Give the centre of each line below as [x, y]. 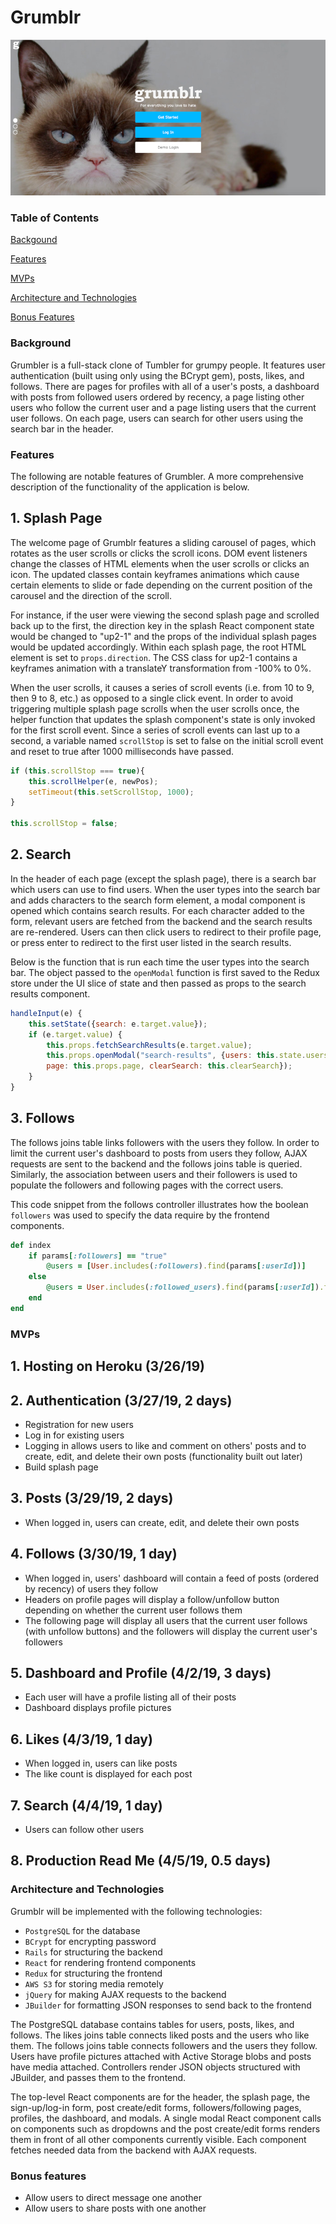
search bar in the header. [62, 428]
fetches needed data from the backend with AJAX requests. [134, 2150]
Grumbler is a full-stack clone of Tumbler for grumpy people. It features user [168, 365]
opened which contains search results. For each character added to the [157, 910]
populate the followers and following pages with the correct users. [147, 1185]
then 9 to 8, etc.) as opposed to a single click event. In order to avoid [152, 698]
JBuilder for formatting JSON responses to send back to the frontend [168, 2005]
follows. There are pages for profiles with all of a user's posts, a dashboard [165, 386]
